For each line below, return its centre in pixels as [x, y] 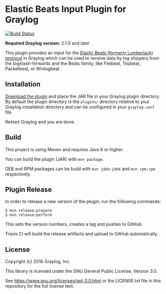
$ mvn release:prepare [28, 211]
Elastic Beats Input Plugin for [66, 9]
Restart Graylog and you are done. [40, 122]
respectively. [18, 174]
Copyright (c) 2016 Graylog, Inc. [38, 262]
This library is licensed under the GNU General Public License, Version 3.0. [82, 271]
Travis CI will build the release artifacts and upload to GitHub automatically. [82, 234]
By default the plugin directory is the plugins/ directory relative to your [78, 101]
